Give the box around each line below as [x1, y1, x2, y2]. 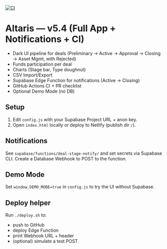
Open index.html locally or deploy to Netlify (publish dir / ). [12, 122, 136, 128]
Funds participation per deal [12, 61, 72, 67]
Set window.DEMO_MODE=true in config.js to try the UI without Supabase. [5, 184, 155, 190]
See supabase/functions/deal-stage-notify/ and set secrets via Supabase [5, 150, 162, 156]
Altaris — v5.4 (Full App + [5, 23, 116, 34]
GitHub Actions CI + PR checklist [12, 82, 81, 89]
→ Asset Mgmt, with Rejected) [12, 56, 76, 62]
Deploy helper [5, 199, 51, 207]
